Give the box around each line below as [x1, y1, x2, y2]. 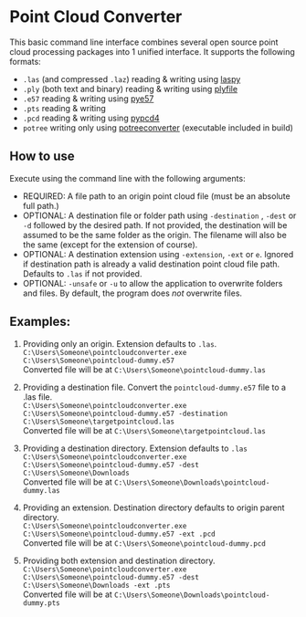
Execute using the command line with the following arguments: [9, 173, 246, 183]
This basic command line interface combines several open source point [9, 37, 279, 47]
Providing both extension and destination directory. [22, 555, 216, 566]
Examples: [9, 314, 71, 329]
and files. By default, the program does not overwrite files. [22, 288, 243, 298]
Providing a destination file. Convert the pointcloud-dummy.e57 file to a [22, 382, 286, 392]
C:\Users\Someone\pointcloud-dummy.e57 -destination [22, 409, 228, 418]
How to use [9, 149, 75, 164]
